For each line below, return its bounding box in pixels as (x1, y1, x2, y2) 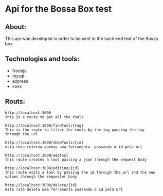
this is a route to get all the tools (5, 114, 84, 120)
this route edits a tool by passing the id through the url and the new (5, 170, 156, 175)
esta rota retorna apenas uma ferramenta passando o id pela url (5, 144, 143, 149)
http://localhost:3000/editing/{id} (5, 165, 79, 171)
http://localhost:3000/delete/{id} (5, 182, 77, 188)
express (12, 78, 28, 84)
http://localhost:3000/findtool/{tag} (5, 123, 84, 128)
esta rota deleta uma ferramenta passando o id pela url (5, 187, 123, 192)
